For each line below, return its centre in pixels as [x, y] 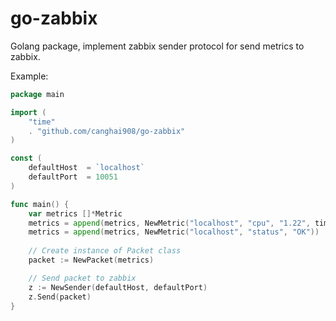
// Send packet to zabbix [82, 278]
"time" [42, 122]
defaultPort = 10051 [73, 177]
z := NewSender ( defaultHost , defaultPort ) [118, 287]
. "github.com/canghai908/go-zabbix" [107, 131]
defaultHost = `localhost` [86, 168]
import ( [28, 112]
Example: [29, 76]
